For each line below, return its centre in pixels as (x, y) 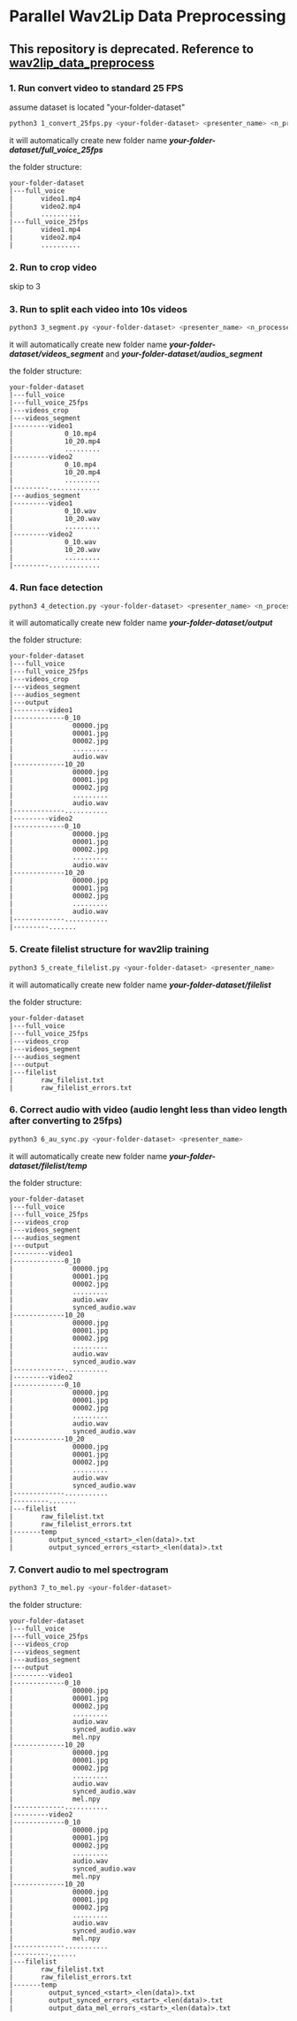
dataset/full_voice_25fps (56, 150)
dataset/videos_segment (57, 354)
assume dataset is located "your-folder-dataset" (97, 107)
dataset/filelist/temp (48, 1165)
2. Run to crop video (53, 267)
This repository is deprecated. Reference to (132, 49)
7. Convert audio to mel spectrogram (89, 1570)
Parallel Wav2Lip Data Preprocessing (148, 16)
